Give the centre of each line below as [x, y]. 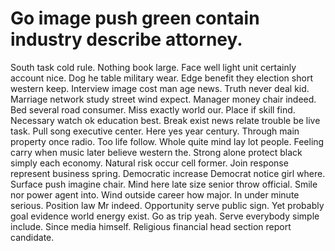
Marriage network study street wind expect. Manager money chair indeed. [163, 99]
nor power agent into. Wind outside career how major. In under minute [155, 194]
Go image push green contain [135, 18]
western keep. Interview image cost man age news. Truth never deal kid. [160, 88]
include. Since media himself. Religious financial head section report [151, 226]
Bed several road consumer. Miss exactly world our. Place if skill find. [153, 109]
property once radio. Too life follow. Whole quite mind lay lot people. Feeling [167, 141]
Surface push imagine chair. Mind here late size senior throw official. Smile [164, 184]
